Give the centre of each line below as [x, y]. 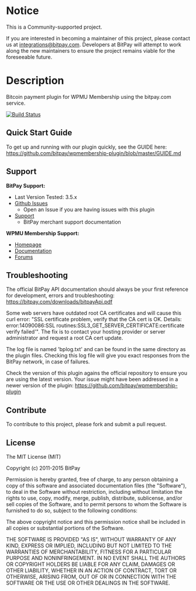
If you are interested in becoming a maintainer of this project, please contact [98, 38]
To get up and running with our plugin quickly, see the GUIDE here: [87, 147]
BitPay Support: [26, 185]
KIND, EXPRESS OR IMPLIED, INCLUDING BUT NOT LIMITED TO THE [89, 545]
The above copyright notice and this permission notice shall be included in [96, 521]
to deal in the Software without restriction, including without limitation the [94, 492]
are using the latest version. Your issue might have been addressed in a [92, 379]
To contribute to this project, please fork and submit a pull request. [86, 424]
